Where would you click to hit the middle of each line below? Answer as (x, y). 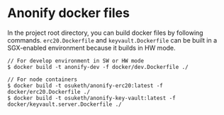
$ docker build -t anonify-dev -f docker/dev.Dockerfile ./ (98, 67)
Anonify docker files (68, 13)
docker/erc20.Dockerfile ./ (49, 92)
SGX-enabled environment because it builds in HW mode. (91, 48)
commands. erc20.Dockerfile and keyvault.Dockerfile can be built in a (112, 40)
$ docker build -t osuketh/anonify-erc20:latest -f (85, 86)
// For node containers (43, 80)
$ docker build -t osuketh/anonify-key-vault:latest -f (91, 98)
